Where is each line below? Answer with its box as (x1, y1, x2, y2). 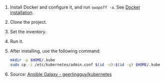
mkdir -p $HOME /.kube (9, 58, 55, 63)
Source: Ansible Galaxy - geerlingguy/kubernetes (9, 71, 112, 77)
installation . (9, 9, 34, 15)
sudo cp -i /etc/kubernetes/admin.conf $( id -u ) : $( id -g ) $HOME (9, 62, 147, 67)
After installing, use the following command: (9, 48, 101, 54)
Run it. (9, 38, 23, 44)
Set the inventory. (9, 29, 46, 34)
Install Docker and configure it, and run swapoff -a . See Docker (9, 4, 141, 10)
